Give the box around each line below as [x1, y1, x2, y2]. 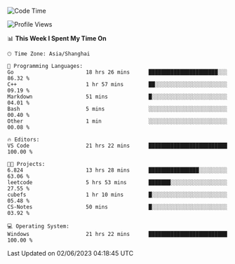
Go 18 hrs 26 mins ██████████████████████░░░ [7, 69, 228, 76]
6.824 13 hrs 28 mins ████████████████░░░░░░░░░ [7, 167, 228, 174]
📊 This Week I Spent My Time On [7, 34, 107, 42]
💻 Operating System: [7, 223, 70, 230]
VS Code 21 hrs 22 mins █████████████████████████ [7, 142, 228, 149]
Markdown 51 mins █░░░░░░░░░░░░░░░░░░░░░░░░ [7, 93, 228, 100]
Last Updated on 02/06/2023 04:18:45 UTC [7, 249, 134, 257]
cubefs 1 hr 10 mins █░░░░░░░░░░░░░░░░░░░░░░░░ [7, 191, 228, 198]
